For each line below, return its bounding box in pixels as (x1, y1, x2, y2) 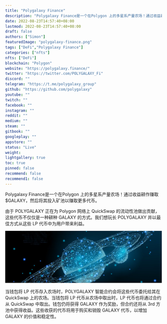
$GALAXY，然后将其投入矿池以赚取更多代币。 (5, 197, 100, 203)
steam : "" (5, 124, 26, 129)
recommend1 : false (5, 176, 43, 181)
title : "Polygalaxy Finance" (5, 8, 66, 13)
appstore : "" (5, 140, 32, 145)
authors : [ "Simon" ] (5, 34, 46, 39)
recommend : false (5, 171, 41, 176)
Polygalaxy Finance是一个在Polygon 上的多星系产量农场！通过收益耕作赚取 (5, 191, 159, 197)
